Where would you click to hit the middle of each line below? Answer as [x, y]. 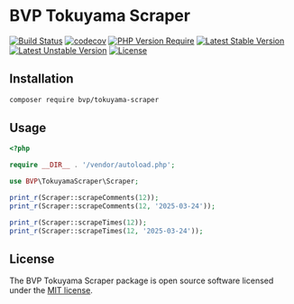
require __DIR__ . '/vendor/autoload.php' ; [92, 165]
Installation [41, 79]
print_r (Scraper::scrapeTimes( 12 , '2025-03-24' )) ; [106, 231]
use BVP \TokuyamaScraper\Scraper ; [74, 182]
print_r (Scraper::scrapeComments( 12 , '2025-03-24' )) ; [113, 206]
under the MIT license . [51, 290]
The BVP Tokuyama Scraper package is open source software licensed [142, 280]
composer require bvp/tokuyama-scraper [84, 100]
